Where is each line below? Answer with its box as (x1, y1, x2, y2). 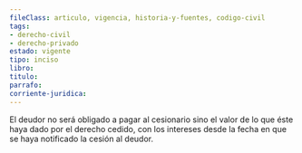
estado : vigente (9, 47, 71, 56)
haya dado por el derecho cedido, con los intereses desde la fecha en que (9, 123, 287, 134)
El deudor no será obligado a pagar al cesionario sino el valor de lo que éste (9, 114, 294, 125)
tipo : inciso (9, 55, 59, 64)
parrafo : (9, 81, 43, 90)
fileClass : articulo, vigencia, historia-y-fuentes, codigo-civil (9, 13, 266, 23)
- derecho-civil (9, 30, 71, 39)
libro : (9, 64, 34, 73)
